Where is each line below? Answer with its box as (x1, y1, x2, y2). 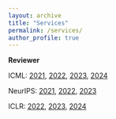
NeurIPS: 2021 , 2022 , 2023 (8, 86, 97, 96)
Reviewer (8, 56, 40, 65)
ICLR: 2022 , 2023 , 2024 (8, 102, 87, 111)
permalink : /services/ (8, 26, 83, 34)
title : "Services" (8, 19, 69, 27)
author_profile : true (8, 33, 80, 42)
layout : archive (8, 11, 62, 20)
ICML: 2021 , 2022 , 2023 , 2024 (8, 71, 108, 80)
